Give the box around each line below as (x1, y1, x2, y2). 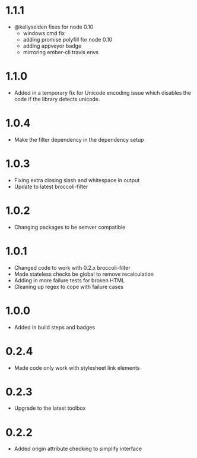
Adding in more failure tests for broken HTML (14, 276, 125, 283)
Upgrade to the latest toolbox (14, 404, 86, 412)
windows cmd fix (23, 29, 65, 36)
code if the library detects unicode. (14, 95, 100, 102)
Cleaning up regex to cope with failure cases (14, 283, 124, 290)
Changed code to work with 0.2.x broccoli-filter (14, 264, 131, 271)
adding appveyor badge (23, 42, 82, 49)
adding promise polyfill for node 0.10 (23, 36, 113, 43)
